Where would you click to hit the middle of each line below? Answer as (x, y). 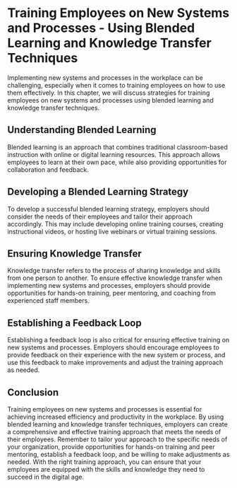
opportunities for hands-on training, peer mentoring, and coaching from (112, 293)
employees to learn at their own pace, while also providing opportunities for (117, 162)
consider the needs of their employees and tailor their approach (100, 216)
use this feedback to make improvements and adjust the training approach (115, 363)
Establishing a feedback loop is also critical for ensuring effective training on (119, 340)
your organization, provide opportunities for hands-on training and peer (111, 447)
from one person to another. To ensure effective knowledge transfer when (115, 278)
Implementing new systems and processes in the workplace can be (105, 77)
